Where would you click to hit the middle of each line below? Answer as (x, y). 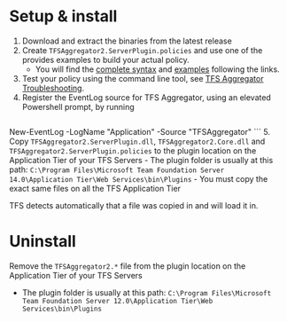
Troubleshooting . (53, 88)
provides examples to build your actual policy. (105, 59)
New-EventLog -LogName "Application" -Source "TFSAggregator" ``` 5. (140, 131)
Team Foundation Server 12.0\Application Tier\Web (117, 301)
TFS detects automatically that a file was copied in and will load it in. (134, 205)
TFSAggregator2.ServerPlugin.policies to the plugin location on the (133, 150)
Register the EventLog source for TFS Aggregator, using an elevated (147, 97)
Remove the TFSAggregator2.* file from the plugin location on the (128, 266)
